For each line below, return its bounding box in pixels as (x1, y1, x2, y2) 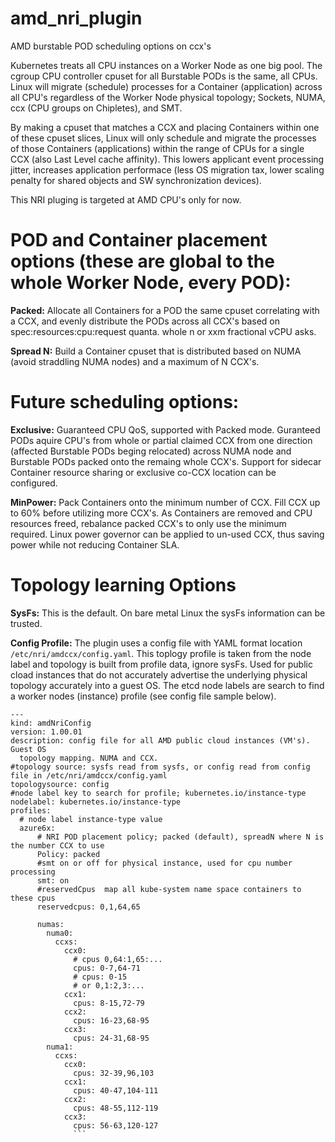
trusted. (10, 617, 43, 629)
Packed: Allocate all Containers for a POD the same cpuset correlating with (10, 304, 320, 316)
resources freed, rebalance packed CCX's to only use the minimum (10, 517, 287, 529)
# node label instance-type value (19, 814, 163, 824)
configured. (10, 477, 58, 489)
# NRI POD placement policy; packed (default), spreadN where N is (36, 832, 325, 842)
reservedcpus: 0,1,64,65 (36, 902, 141, 912)
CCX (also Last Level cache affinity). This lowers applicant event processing (10, 153, 325, 165)
